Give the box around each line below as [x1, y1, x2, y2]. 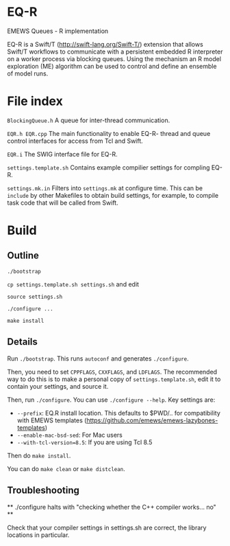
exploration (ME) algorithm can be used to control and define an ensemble [7, 62, 217, 70]
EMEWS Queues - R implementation [7, 27, 109, 35]
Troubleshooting [7, 485, 80, 497]
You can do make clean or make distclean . [7, 464, 125, 473]
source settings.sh [7, 293, 63, 300]
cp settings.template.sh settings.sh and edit [7, 280, 139, 288]
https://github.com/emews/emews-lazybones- [86, 416, 218, 424]
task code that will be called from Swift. [7, 198, 118, 207]
